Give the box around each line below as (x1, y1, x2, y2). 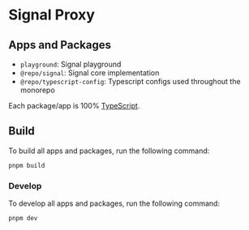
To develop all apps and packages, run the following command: (8, 198, 221, 208)
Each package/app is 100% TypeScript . (8, 101, 140, 110)
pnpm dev (8, 215, 38, 223)
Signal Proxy (8, 6, 96, 24)
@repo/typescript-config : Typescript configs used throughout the (19, 77, 241, 86)
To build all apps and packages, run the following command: (8, 146, 210, 155)
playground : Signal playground (19, 59, 122, 69)
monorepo (19, 85, 55, 95)
